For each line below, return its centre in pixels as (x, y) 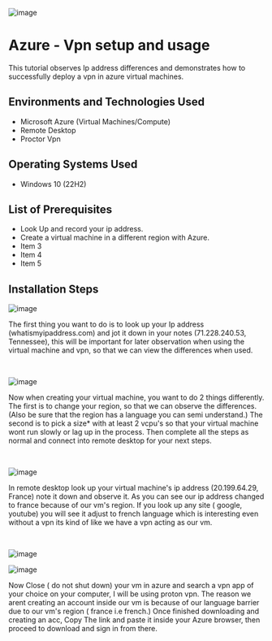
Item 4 (31, 255)
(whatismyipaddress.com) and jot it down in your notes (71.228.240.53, (127, 333)
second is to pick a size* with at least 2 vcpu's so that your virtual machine (134, 423)
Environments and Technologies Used (107, 102)
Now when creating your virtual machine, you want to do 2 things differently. (136, 397)
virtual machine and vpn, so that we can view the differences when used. (131, 350)
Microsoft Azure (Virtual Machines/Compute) (95, 121)
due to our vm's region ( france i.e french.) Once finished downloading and (134, 611)
